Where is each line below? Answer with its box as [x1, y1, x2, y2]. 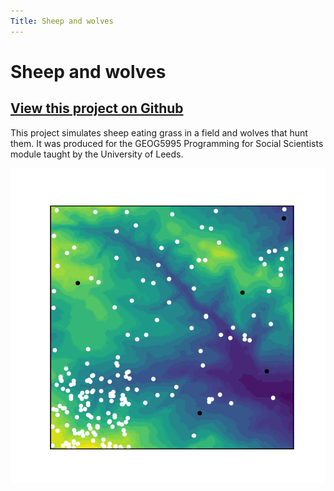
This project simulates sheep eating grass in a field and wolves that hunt [10, 126, 308, 139]
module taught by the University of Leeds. [10, 148, 184, 160]
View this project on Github [10, 100, 184, 117]
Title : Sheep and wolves [10, 16, 114, 26]
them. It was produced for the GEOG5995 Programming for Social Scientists [10, 137, 324, 149]
